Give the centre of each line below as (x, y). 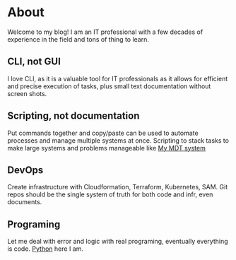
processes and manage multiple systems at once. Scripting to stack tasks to (118, 140)
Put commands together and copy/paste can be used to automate (103, 133)
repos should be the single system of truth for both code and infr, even (110, 194)
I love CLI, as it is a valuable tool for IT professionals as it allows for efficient (118, 78)
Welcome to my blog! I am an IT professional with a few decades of (105, 32)
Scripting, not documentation (73, 116)
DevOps (25, 170)
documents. (25, 202)
